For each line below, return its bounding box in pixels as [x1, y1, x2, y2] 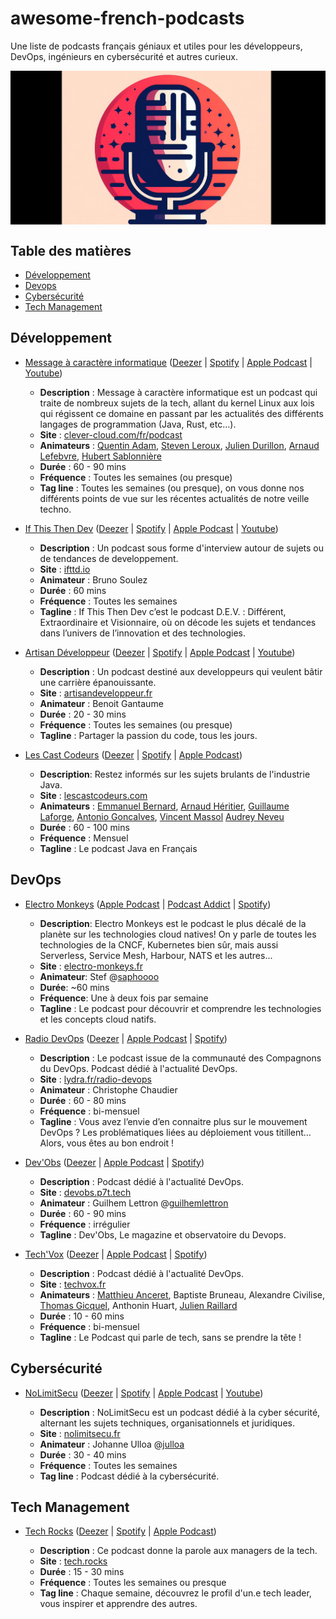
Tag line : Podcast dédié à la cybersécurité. [39, 1470, 220, 1482]
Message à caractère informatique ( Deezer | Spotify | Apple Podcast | [24, 356, 313, 368]
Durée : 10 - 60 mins [39, 1310, 125, 1322]
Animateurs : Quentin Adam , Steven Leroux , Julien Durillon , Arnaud [39, 439, 320, 451]
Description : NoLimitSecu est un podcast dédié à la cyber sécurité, [39, 1406, 321, 1418]
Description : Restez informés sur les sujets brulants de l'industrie [39, 768, 311, 780]
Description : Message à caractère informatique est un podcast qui [39, 386, 318, 398]
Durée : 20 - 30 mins [39, 708, 127, 720]
